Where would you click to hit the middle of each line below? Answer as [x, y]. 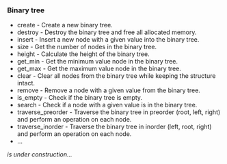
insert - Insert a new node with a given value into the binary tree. [108, 40]
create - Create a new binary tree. [65, 25]
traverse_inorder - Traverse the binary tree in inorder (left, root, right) [114, 127]
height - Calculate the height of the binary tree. [83, 54]
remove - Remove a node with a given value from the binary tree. [108, 90]
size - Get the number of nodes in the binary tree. [87, 47]
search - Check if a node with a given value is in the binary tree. [107, 105]
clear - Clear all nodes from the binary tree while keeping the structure [116, 76]
